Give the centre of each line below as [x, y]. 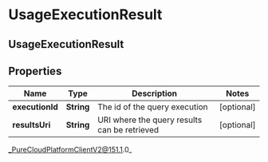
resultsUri [32, 125]
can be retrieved [128, 130]
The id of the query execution [153, 107]
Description [154, 93]
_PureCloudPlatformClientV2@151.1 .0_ [70, 150]
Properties [35, 71]
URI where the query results [150, 120]
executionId [35, 107]
